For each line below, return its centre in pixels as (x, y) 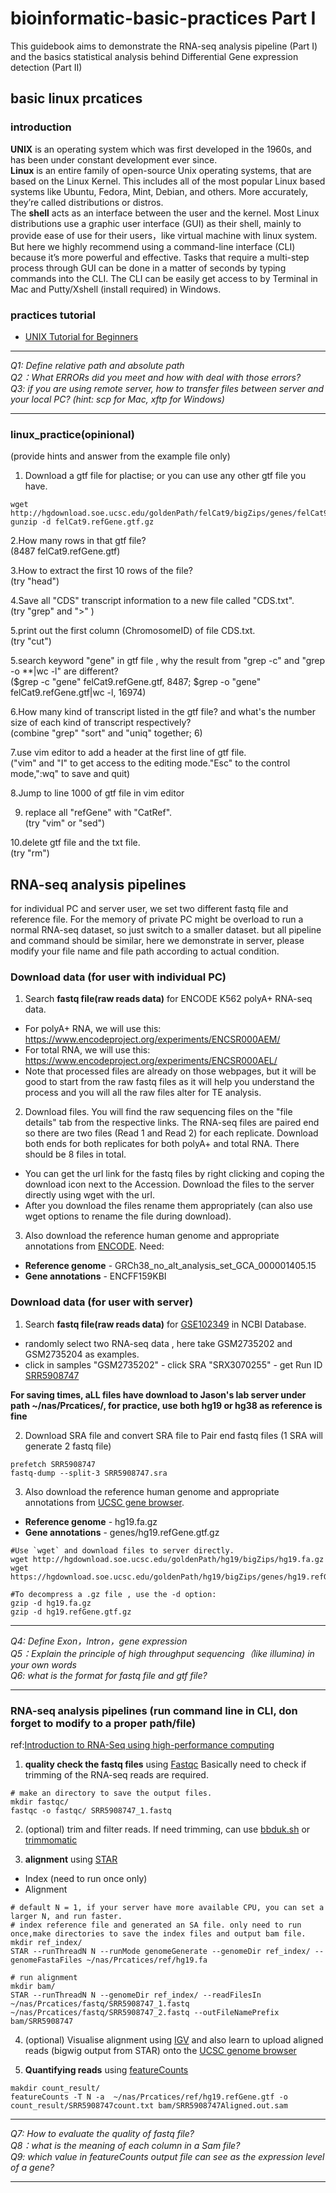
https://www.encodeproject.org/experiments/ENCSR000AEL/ (151, 1061)
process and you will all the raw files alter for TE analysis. (143, 1093)
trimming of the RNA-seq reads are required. (116, 1774)
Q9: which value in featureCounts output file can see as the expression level (167, 2156)
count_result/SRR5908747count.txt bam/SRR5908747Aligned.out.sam (149, 2105)
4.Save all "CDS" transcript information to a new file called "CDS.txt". (152, 601)
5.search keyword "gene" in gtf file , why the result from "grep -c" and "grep (168, 661)
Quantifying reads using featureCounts (106, 2069)
